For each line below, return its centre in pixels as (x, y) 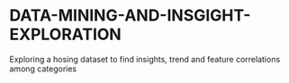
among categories (43, 69)
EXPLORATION (65, 34)
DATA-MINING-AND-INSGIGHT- (130, 16)
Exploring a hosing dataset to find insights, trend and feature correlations (145, 59)
